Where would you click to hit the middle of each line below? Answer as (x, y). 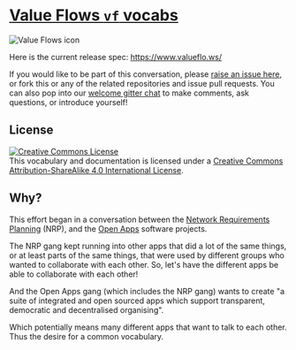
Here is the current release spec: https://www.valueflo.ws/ (116, 57)
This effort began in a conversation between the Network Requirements (140, 219)
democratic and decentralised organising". (87, 309)
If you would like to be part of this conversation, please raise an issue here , (146, 74)
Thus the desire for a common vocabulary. (87, 336)
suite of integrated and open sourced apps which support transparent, (137, 301)
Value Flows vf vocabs (94, 15)
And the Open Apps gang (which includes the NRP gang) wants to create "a (147, 291)
